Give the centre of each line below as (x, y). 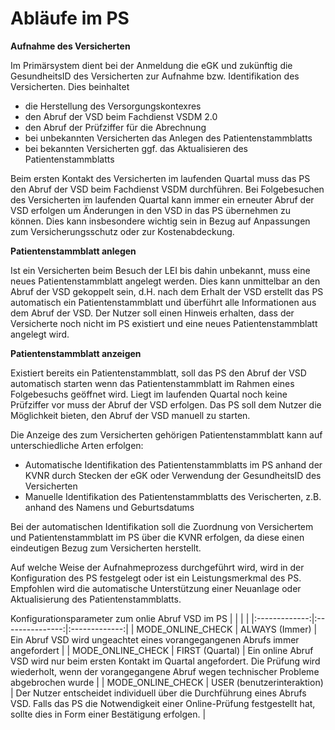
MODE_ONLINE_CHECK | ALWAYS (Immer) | (227, 629)
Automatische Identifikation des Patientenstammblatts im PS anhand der (173, 464)
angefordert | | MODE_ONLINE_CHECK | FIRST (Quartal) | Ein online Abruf (162, 650)
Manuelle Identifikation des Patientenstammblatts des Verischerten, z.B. (173, 496)
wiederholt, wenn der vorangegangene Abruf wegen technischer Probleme (165, 671)
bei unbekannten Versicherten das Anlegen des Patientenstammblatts (168, 138)
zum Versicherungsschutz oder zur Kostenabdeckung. (122, 231)
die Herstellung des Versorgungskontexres (113, 106)
